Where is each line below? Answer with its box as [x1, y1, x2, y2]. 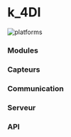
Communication [7, 83, 64, 93]
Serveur [7, 102, 36, 112]
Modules [7, 45, 39, 55]
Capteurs [7, 65, 40, 75]
